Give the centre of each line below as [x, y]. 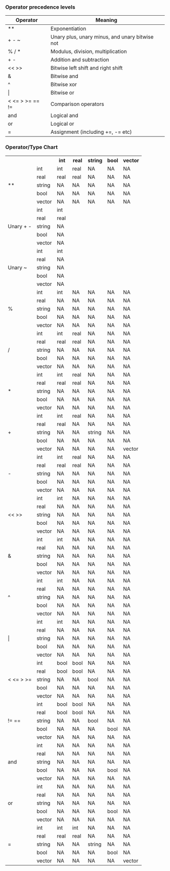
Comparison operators [77, 104]
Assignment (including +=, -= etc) [91, 132]
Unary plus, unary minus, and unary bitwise [102, 37]
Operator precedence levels [40, 7]
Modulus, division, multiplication [89, 52]
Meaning [106, 20]
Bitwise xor [64, 85]
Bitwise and [64, 76]
